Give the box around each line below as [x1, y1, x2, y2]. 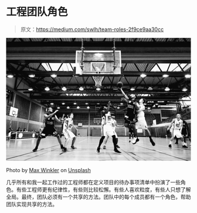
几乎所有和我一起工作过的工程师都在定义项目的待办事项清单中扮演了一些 [6, 178, 181, 185]
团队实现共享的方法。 [6, 200, 57, 208]
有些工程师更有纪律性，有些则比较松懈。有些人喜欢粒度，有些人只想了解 [16, 185, 191, 193]
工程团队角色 [6, 5, 69, 19]
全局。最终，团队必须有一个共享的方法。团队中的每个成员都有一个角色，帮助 [6, 193, 191, 200]
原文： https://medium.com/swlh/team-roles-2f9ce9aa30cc [20, 26, 164, 33]
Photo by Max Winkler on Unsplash [6, 166, 91, 173]
